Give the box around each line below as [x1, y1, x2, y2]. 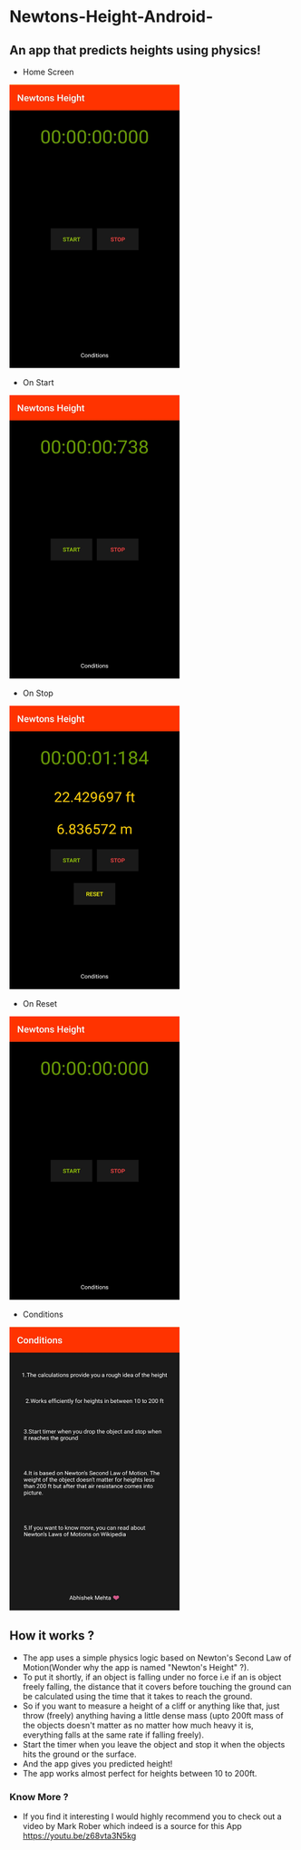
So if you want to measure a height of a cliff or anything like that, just [22, 1700, 280, 1711]
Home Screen [22, 66, 74, 77]
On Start [22, 377, 54, 387]
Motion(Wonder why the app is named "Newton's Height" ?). [22, 1661, 249, 1672]
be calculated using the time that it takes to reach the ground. [22, 1690, 253, 1701]
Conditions [22, 1309, 63, 1319]
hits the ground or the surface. [22, 1748, 138, 1759]
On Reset [22, 998, 57, 1008]
